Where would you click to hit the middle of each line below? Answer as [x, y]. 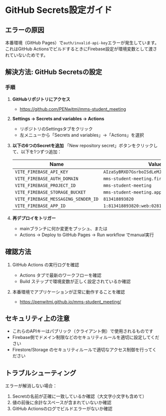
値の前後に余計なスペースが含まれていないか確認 [62, 403]
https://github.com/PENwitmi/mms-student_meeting [73, 109]
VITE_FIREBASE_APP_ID [40, 206]
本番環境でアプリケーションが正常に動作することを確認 [68, 291]
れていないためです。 [27, 55]
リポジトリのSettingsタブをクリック [56, 128]
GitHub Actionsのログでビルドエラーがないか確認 [62, 409]
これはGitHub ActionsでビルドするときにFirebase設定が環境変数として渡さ [81, 49]
